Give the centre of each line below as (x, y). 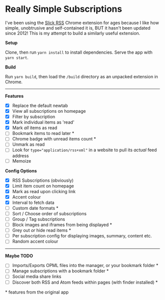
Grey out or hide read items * (41, 231)
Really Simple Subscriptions (64, 9)
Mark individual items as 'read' (43, 122)
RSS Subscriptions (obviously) (43, 180)
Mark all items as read (35, 128)
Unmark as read (28, 144)
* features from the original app (37, 292)
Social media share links (37, 276)
